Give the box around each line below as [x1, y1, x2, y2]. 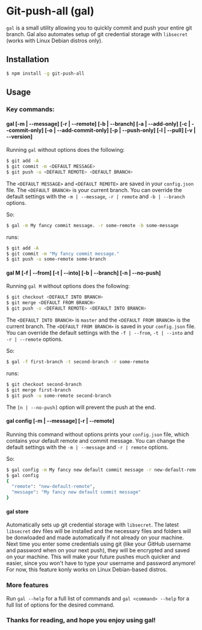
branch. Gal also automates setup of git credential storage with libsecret [6, 30, 188, 37]
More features [6, 581, 49, 590]
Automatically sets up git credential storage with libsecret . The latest [6, 521, 179, 528]
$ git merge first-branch [6, 387, 71, 393]
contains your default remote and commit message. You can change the [6, 437, 185, 444]
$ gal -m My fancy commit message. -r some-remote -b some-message [6, 222, 179, 228]
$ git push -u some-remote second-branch [6, 393, 112, 399]
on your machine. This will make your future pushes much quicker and [6, 553, 180, 561]
